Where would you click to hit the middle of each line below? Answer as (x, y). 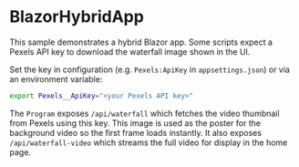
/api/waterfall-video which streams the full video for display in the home (149, 142)
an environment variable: (56, 78)
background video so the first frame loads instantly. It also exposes (136, 132)
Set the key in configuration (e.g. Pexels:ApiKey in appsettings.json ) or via (149, 69)
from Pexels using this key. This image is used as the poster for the (135, 123)
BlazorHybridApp (77, 17)
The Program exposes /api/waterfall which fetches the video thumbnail (144, 113)
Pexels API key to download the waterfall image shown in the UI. (130, 51)
